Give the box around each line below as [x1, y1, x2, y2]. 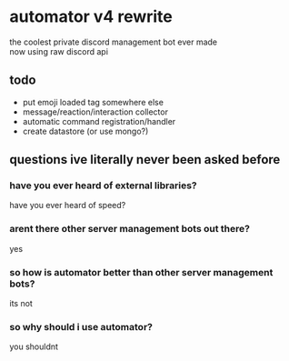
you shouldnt [9, 341, 59, 352]
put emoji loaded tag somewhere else [22, 96, 164, 107]
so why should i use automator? [9, 320, 153, 333]
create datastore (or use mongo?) [22, 125, 149, 136]
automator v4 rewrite [9, 6, 173, 27]
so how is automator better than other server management [9, 266, 274, 278]
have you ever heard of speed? [9, 200, 126, 211]
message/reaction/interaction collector [22, 106, 168, 117]
